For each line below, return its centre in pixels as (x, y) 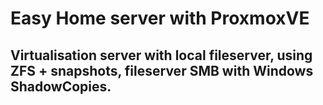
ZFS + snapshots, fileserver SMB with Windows (162, 70)
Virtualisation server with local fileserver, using (161, 55)
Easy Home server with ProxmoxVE (160, 18)
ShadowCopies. (61, 86)
